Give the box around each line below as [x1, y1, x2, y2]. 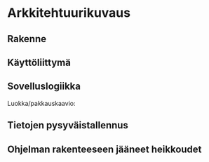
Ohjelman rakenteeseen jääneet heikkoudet [7, 143, 202, 155]
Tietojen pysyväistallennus [7, 119, 128, 131]
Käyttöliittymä [7, 56, 72, 68]
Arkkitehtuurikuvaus [7, 5, 131, 21]
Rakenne [7, 33, 47, 45]
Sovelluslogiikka [7, 81, 81, 93]
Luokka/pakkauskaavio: [7, 99, 76, 107]
